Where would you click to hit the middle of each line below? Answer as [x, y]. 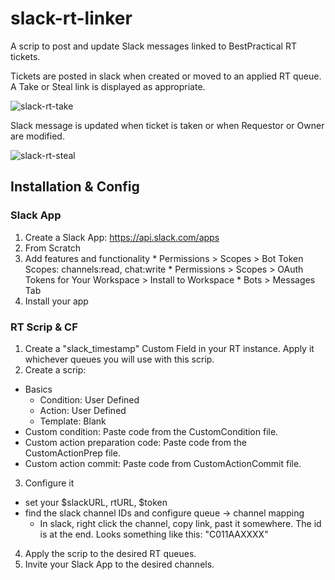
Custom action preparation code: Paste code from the [135, 442]
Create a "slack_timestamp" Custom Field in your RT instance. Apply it [169, 348]
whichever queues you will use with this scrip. [119, 359]
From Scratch [53, 248]
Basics [38, 389]
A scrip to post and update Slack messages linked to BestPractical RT [153, 46]
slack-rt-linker [71, 18]
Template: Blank [73, 421]
